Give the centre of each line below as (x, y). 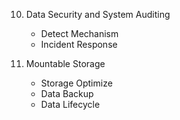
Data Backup (67, 93)
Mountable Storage (65, 63)
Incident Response (79, 44)
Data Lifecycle (70, 104)
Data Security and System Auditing (98, 14)
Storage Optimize (76, 83)
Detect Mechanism (79, 33)
